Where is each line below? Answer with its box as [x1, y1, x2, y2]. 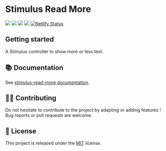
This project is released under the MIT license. [5, 140, 102, 146]
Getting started [5, 35, 54, 43]
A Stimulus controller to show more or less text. [5, 48, 104, 54]
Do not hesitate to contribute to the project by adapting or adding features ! [5, 107, 161, 113]
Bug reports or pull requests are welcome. [5, 112, 93, 118]
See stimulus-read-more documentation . [5, 79, 90, 85]
